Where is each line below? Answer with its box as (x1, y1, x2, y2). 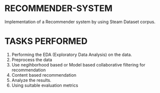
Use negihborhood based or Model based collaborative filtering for (11, 62, 145, 67)
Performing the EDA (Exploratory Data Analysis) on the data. (11, 52, 132, 57)
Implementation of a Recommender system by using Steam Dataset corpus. (4, 19, 156, 25)
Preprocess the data (11, 56, 52, 63)
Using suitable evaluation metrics (11, 82, 79, 88)
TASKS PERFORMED (4, 36, 88, 47)
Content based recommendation (11, 72, 77, 78)
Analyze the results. (11, 77, 51, 83)
